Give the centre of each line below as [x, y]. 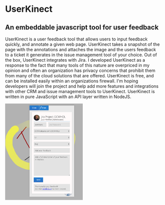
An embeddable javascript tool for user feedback [82, 27]
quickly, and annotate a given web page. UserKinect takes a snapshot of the [82, 44]
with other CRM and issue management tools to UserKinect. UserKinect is [80, 91]
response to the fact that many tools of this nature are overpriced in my [77, 65]
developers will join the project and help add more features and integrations [82, 86]
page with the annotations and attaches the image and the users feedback [81, 50]
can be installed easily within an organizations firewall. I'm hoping [72, 81]
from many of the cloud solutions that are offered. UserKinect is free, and [80, 76]
